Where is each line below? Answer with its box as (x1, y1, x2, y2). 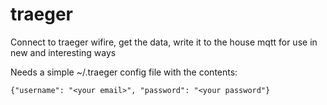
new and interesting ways (10, 46, 117, 58)
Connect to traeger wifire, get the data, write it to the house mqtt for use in (10, 36, 318, 48)
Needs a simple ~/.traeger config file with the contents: (10, 66, 238, 78)
